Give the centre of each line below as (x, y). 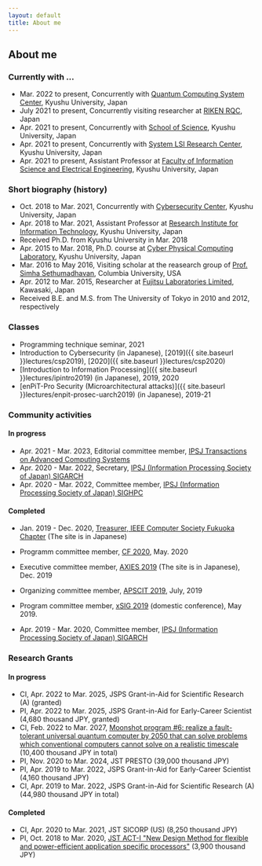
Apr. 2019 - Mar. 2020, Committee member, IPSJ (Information (118, 629)
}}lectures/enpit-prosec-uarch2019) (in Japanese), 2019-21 (115, 394)
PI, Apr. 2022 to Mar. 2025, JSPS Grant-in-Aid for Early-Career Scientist (136, 711)
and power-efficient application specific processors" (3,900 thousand (132, 846)
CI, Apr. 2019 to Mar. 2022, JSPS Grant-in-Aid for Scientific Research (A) (137, 786)
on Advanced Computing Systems (75, 459)
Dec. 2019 (36, 575)
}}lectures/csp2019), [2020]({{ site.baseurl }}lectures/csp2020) (122, 361)
